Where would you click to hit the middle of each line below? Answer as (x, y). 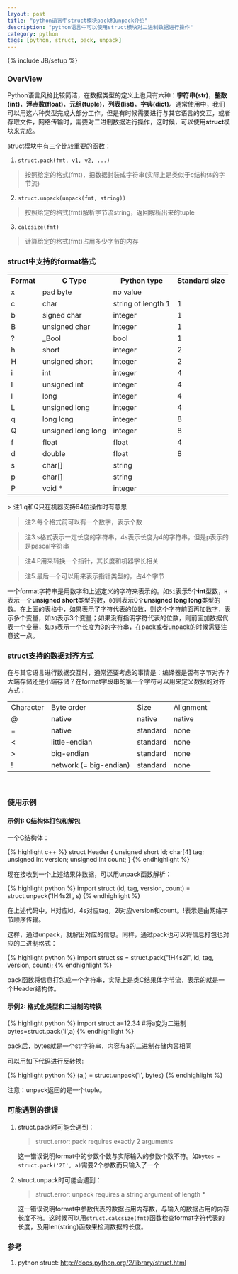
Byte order (68, 708)
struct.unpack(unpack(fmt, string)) (72, 199)
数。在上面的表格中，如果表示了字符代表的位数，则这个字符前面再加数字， (116, 609)
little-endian (72, 742)
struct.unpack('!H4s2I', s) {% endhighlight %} (74, 896)
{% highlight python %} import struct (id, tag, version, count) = (99, 888)
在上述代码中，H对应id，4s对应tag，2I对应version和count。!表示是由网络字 (118, 911)
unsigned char (66, 326)
